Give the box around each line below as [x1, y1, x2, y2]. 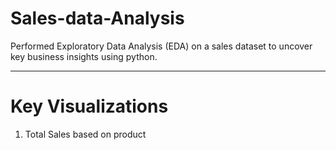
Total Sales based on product [24, 128, 147, 140]
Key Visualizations [10, 95, 169, 118]
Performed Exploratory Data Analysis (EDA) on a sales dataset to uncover [10, 40, 313, 52]
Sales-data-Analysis [10, 7, 185, 30]
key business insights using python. [10, 50, 158, 62]
